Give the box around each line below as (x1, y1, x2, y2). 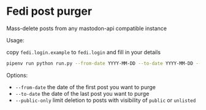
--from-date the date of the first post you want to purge (15, 83, 156, 90)
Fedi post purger (6, 4, 93, 18)
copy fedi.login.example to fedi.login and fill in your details (6, 48, 161, 56)
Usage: (6, 36, 25, 44)
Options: (6, 71, 28, 79)
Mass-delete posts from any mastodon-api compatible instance (6, 25, 167, 32)
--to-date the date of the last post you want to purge (15, 90, 150, 97)
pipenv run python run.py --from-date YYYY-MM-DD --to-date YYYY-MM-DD (6, 60, 193, 66)
